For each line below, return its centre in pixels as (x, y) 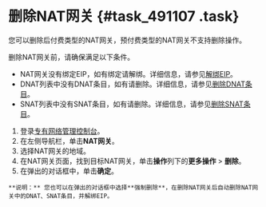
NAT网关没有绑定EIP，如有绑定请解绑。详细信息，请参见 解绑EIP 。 (129, 74)
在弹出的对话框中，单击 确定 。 (69, 171)
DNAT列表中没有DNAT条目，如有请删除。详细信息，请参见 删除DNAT (133, 84)
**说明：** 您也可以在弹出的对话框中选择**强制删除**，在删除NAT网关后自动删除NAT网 (133, 187)
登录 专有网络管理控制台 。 (62, 131)
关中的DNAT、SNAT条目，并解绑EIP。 (61, 196)
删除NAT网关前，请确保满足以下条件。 (71, 57)
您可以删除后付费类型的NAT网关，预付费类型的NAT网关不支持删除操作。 (127, 40)
